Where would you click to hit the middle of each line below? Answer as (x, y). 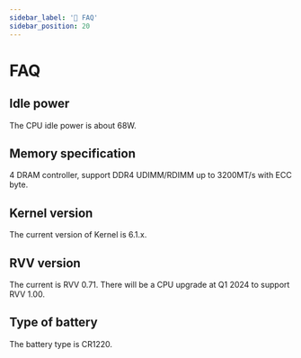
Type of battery (53, 322)
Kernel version (51, 213)
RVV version (45, 263)
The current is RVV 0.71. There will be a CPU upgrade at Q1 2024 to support (150, 284)
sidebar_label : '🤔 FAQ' (54, 18)
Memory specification (73, 153)
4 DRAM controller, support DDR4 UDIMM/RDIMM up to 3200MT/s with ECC (150, 175)
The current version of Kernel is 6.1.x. (78, 235)
